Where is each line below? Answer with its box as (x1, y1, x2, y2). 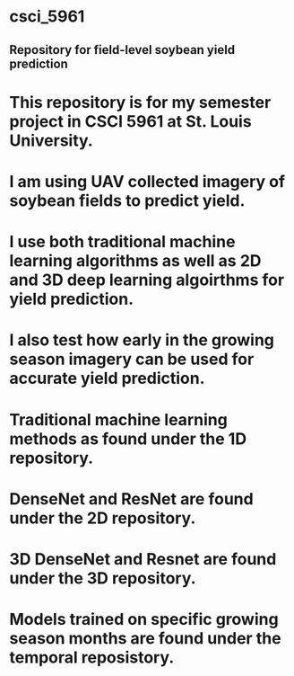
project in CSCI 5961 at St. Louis (9, 111, 253, 131)
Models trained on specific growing (9, 609, 280, 630)
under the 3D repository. (9, 568, 196, 588)
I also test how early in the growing (9, 330, 275, 351)
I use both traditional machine (9, 232, 236, 253)
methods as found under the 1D (9, 429, 247, 449)
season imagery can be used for (9, 349, 255, 369)
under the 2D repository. (9, 508, 196, 528)
